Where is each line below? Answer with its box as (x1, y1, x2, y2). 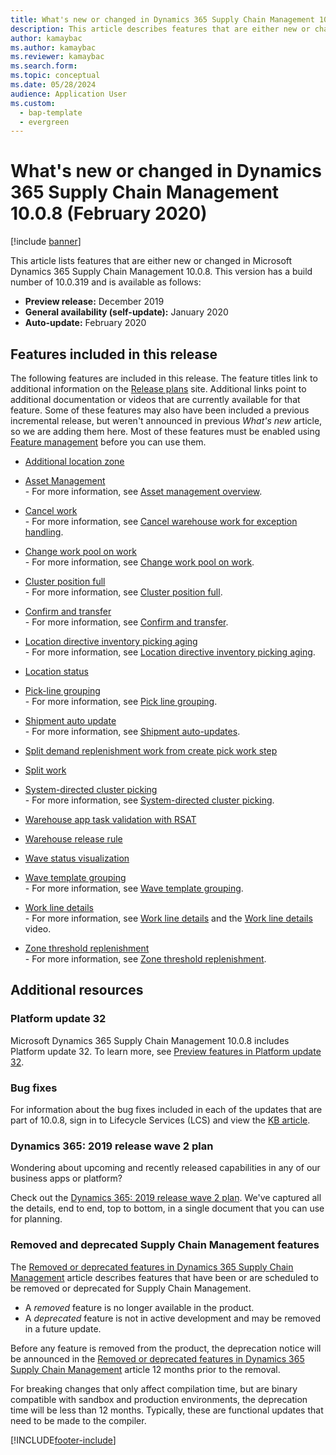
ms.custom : (10, 98, 56, 108)
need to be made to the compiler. (10, 1414, 147, 1426)
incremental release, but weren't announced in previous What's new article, (10, 415, 323, 426)
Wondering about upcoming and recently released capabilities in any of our (10, 1162, 321, 1174)
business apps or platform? (10, 1172, 123, 1185)
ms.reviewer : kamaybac (10, 52, 105, 62)
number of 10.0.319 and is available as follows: (10, 276, 202, 288)
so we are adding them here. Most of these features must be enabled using (10, 426, 321, 437)
